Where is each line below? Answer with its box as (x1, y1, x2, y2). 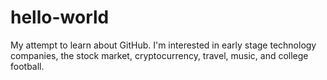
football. (10, 60, 45, 72)
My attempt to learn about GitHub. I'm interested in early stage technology (10, 39, 317, 51)
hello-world (10, 6, 110, 29)
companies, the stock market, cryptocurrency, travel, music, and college (10, 49, 309, 61)
